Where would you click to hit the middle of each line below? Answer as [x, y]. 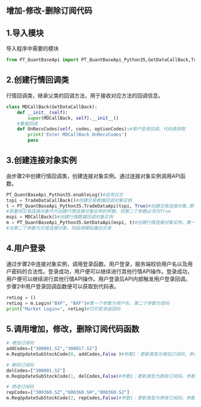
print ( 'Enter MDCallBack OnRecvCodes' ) [77, 135]
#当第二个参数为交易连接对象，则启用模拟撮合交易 [59, 228]
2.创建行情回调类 [38, 80]
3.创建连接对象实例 [42, 160]
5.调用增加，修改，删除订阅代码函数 [73, 329]
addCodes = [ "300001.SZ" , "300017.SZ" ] [52, 349]
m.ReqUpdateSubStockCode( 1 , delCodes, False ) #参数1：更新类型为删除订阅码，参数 [101, 376]
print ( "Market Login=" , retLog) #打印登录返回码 [63, 309]
